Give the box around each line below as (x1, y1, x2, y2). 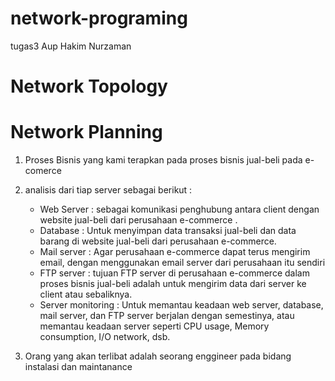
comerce (24, 165, 62, 177)
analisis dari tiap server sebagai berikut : (24, 184, 193, 196)
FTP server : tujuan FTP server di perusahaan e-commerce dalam (39, 267, 310, 279)
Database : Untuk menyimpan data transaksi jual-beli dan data (39, 225, 297, 237)
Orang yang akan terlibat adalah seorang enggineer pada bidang (24, 350, 292, 362)
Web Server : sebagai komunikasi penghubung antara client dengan (39, 203, 320, 216)
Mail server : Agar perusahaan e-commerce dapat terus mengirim (39, 246, 311, 258)
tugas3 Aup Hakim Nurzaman (10, 40, 132, 52)
